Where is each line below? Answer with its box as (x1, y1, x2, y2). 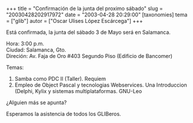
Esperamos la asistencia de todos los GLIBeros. (6, 111, 122, 117)
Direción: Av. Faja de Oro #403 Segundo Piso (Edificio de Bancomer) (6, 53, 172, 59)
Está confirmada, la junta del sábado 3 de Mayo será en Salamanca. (6, 29, 171, 36)
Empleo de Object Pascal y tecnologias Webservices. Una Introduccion (14, 81, 187, 88)
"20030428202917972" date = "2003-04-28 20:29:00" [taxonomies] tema (6, 11, 188, 18)
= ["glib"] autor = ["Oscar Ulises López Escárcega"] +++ (6, 18, 143, 24)
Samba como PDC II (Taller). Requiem (14, 76, 106, 82)
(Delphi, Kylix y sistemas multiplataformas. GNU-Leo (14, 88, 142, 94)
